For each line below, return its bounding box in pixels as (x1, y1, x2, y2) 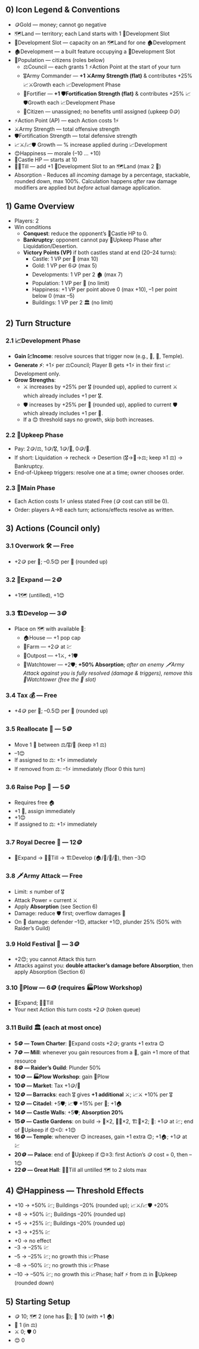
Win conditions (14, 223, 51, 230)
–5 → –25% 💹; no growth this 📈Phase (14, 1253, 109, 1260)
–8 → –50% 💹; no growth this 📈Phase (14, 1262, 110, 1269)
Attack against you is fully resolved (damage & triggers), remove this (23, 669, 193, 677)
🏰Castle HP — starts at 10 (14, 156, 77, 163)
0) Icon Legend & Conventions (5, 5, 120, 15)
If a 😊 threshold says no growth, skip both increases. (23, 416, 154, 423)
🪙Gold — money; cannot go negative (14, 21, 107, 28)
